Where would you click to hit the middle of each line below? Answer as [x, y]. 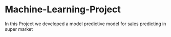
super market [19, 29]
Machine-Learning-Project [63, 10]
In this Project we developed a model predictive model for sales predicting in [85, 24]
